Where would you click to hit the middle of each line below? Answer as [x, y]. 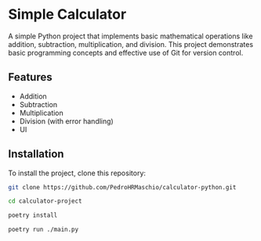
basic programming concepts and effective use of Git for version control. [126, 52]
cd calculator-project [45, 201]
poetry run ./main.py [43, 230]
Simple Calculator [67, 14]
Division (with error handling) [66, 121]
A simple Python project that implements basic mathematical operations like [130, 36]
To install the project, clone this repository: [77, 173]
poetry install [33, 216]
